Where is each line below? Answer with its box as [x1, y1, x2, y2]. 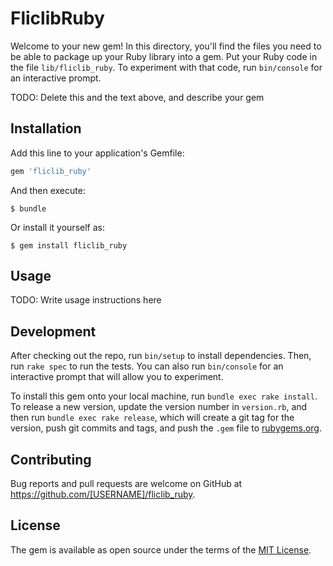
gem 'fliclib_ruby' [10, 166, 92, 176]
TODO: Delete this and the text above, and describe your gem [10, 91, 265, 103]
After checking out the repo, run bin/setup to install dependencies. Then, [10, 350, 312, 362]
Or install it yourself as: [10, 221, 105, 233]
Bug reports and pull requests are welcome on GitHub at [10, 478, 243, 490]
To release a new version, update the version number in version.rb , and [10, 401, 308, 413]
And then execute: [10, 184, 86, 196]
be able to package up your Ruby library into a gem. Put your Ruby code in [10, 50, 318, 62]
